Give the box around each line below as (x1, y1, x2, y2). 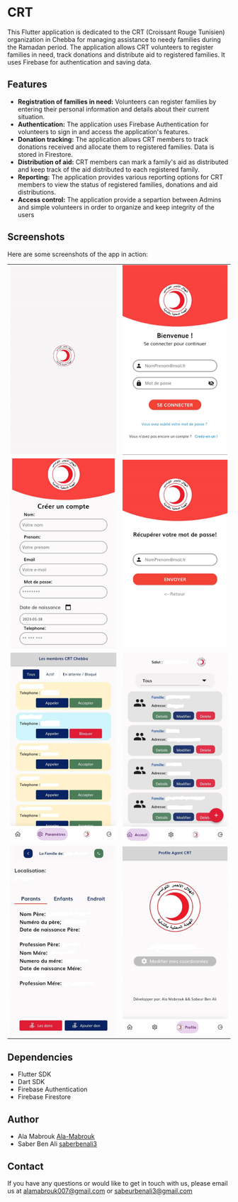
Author (7, 1113, 39, 1125)
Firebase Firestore (17, 1093, 71, 1101)
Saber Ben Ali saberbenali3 (17, 1140, 98, 1148)
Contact (7, 1160, 44, 1172)
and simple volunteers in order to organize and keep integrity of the (17, 203, 215, 211)
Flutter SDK (17, 1070, 52, 1079)
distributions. (17, 187, 57, 196)
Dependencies (7, 1051, 73, 1063)
